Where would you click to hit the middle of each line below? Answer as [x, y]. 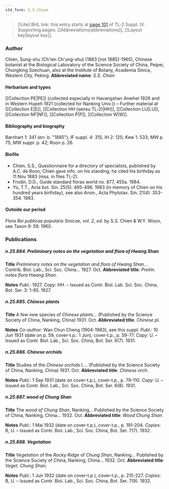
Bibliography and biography [35, 126]
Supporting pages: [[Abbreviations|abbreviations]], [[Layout [80, 30]
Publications [21, 239]
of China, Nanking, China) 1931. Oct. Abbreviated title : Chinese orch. [77, 370]
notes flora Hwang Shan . [31, 275]
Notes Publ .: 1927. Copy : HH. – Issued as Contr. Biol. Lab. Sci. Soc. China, [82, 285]
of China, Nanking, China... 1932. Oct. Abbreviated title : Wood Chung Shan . [84, 415]
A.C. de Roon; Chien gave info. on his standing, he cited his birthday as [86, 171]
